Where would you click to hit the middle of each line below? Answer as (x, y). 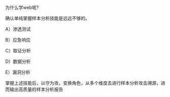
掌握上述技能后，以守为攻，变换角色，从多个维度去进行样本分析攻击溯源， (83, 83)
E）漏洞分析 (18, 72)
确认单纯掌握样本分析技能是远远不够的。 (47, 18)
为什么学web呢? (22, 7)
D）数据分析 (18, 61)
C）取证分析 (18, 51)
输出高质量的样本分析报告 (36, 89)
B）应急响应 (18, 40)
